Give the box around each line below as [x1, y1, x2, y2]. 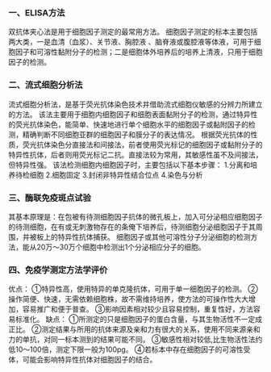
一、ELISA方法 [8, 6, 65, 18]
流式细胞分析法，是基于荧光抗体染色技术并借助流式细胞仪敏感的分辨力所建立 [8, 99, 263, 109]
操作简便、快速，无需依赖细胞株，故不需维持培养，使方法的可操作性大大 [8, 295, 248, 304]
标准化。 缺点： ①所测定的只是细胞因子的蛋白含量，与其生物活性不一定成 [15, 315, 263, 324]
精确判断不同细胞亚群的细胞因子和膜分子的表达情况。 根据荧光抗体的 [22, 129, 251, 139]
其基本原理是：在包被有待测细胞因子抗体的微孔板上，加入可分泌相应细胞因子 [8, 211, 263, 221]
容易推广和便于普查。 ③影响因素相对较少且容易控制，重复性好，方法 [22, 304, 254, 314]
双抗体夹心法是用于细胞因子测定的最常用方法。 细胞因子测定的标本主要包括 [8, 27, 258, 37]
